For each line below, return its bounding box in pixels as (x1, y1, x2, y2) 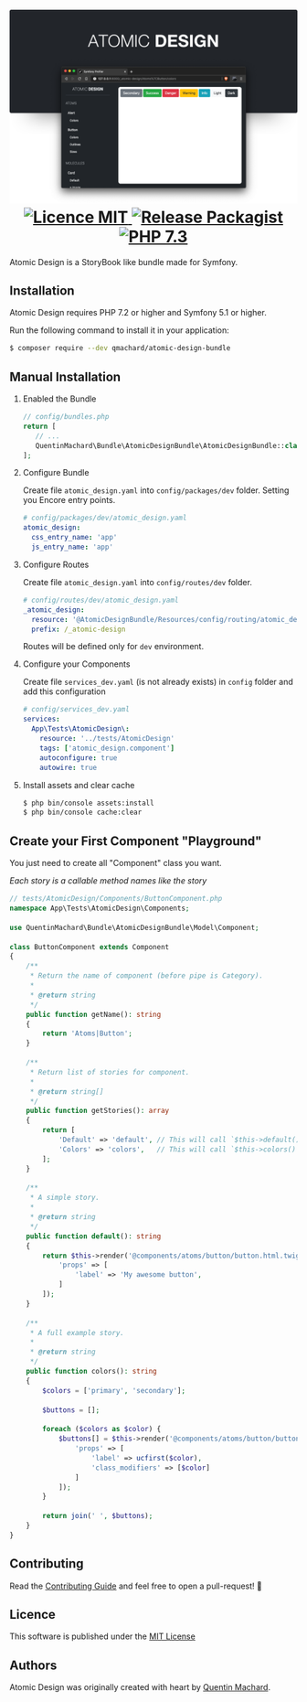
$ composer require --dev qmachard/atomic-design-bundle (9, 344, 231, 353)
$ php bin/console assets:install (22, 798, 154, 808)
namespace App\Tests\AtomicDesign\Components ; (9, 904, 190, 913)
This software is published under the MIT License (9, 1631, 196, 1642)
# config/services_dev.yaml (22, 705, 130, 714)
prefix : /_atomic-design (31, 625, 126, 634)
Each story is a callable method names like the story (9, 875, 207, 886)
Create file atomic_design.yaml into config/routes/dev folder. (22, 576, 253, 587)
